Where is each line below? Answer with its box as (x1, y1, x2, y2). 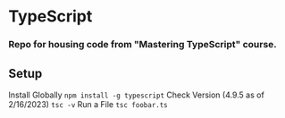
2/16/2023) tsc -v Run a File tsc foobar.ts (8, 98, 169, 109)
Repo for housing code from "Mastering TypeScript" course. (8, 38, 278, 51)
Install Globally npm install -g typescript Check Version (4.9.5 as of (8, 89, 264, 100)
